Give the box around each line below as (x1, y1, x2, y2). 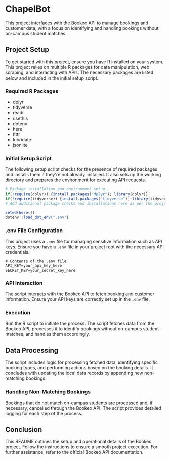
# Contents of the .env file (5, 259, 67, 264)
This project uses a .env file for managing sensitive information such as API (5, 238, 162, 244)
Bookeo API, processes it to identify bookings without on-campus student (5, 326, 159, 332)
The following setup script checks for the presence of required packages (5, 166, 158, 172)
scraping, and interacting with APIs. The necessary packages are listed (5, 69, 153, 75)
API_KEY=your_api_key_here (5, 263, 62, 269)
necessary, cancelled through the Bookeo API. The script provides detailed (5, 405, 161, 411)
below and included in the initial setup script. (5, 74, 99, 81)
